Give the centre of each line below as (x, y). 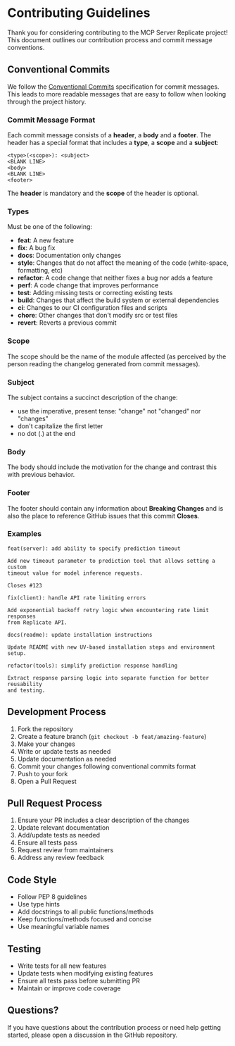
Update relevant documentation (63, 828)
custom (17, 567)
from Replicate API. (38, 622)
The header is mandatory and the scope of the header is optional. (103, 193)
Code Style (32, 879)
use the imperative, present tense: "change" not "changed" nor (109, 411)
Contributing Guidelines (79, 13)
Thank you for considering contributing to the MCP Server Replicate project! (118, 32)
